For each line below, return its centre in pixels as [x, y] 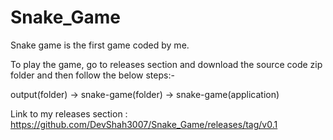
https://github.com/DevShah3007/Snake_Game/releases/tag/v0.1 [144, 124]
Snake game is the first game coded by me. [100, 45]
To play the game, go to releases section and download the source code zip [166, 64]
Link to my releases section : [69, 113]
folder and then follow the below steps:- [92, 75]
